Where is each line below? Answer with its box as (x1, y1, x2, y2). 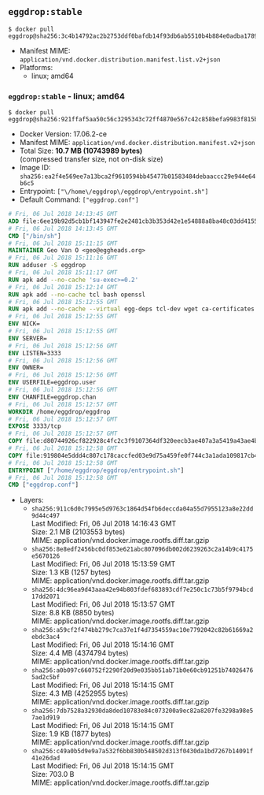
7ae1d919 (31, 714, 60, 722)
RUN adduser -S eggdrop (8, 262, 86, 269)
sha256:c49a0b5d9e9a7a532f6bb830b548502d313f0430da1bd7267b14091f (31, 748, 254, 756)
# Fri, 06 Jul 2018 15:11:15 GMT (8, 240, 118, 247)
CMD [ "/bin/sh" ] (8, 232, 61, 240)
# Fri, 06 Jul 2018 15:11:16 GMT (8, 254, 118, 262)
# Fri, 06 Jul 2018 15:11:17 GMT (8, 269, 118, 277)
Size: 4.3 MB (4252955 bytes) (31, 689, 129, 698)
